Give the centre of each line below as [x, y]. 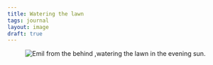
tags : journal [28, 20]
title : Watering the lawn [45, 14]
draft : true [25, 34]
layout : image [28, 27]
